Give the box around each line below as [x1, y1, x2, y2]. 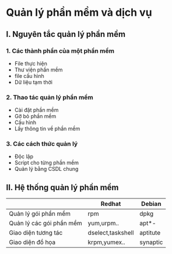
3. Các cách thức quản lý [6, 140, 78, 148]
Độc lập [14, 153, 34, 160]
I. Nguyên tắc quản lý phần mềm [6, 29, 126, 39]
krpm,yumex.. [87, 238, 125, 246]
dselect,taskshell [87, 229, 134, 237]
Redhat [100, 200, 121, 208]
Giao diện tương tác [9, 229, 63, 237]
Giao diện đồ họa [9, 238, 56, 246]
